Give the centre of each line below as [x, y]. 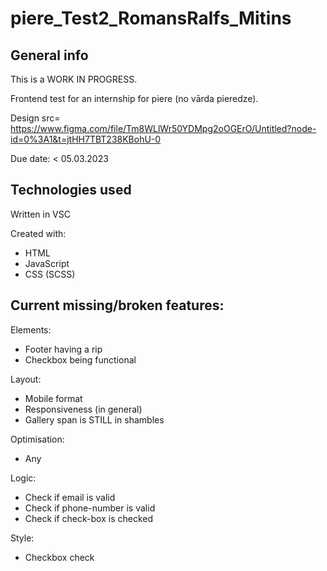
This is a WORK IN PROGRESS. [74, 79]
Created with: [38, 233]
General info [49, 55]
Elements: [31, 329]
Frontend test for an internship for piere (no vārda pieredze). [134, 98]
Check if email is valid [70, 497]
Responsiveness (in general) [83, 409]
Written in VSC [40, 214]
